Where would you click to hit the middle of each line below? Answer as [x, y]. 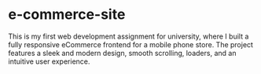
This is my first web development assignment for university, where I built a [129, 36]
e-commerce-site [67, 15]
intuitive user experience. [49, 61]
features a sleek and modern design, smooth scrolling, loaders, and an [122, 53]
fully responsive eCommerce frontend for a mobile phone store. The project [131, 44]
